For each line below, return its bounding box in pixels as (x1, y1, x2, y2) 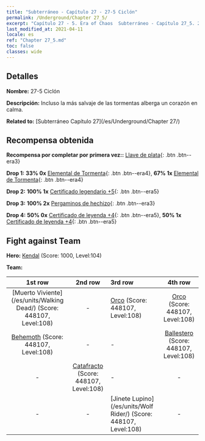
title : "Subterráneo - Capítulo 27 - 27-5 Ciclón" (6, 9, 138, 15)
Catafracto (72, 362, 104, 370)
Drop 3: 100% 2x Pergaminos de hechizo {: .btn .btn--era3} (6, 199, 156, 207)
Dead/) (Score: (16, 304, 59, 312)
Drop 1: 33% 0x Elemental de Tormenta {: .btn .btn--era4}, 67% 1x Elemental (6, 170, 199, 177)
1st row (26, 278, 49, 287)
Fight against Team (6, 235, 81, 246)
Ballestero (164, 329, 194, 337)
